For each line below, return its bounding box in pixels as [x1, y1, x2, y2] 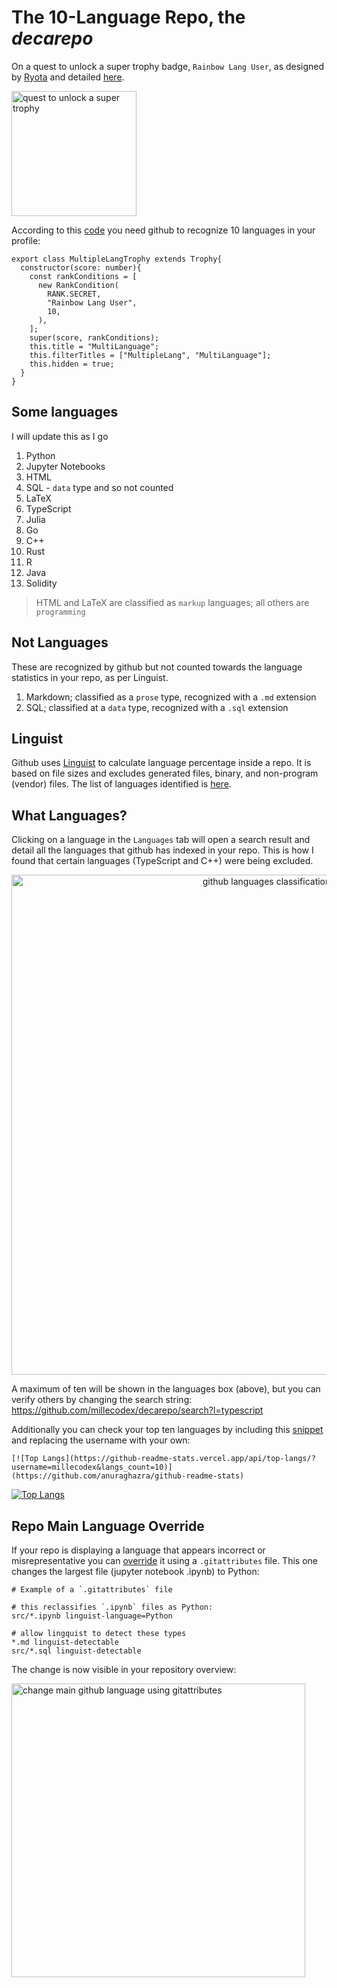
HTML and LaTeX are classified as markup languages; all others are [35, 596, 310, 608]
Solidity [25, 577, 58, 589]
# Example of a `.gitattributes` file [11, 1585, 173, 1595]
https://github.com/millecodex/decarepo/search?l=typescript [11, 1404, 264, 1416]
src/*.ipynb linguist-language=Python [11, 1611, 173, 1621]
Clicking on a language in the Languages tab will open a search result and [11, 834, 311, 846]
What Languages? [11, 807, 128, 824]
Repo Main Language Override [11, 1517, 205, 1535]
